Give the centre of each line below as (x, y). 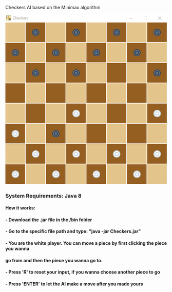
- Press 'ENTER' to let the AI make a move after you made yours (74, 284)
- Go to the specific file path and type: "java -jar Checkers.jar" (73, 231)
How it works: (21, 208)
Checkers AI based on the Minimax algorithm (53, 7)
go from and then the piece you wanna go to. (54, 260)
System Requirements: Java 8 (44, 196)
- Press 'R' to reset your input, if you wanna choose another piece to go (83, 272)
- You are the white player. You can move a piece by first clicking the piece (86, 243)
